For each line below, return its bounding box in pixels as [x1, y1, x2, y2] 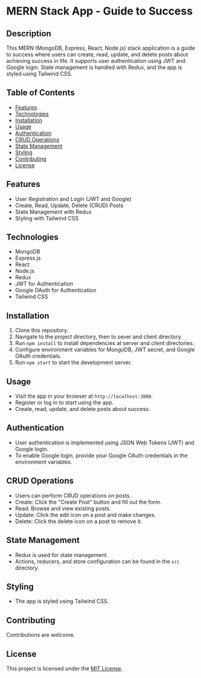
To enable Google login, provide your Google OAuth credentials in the [14, 452, 188, 459]
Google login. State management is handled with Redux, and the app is [6, 64, 182, 71]
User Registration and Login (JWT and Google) [14, 195, 132, 202]
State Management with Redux [14, 208, 92, 216]
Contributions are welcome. [6, 631, 75, 639]
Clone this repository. [14, 327, 69, 334]
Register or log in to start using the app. [14, 399, 113, 406]
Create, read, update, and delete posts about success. [14, 406, 151, 413]
